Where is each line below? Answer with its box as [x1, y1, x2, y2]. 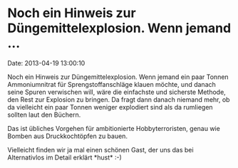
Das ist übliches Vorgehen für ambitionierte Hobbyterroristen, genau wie [7, 124, 221, 132]
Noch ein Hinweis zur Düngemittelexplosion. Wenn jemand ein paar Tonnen [7, 73, 229, 81]
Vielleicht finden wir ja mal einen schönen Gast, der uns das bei [7, 145, 194, 154]
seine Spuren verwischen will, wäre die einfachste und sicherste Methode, [7, 88, 226, 96]
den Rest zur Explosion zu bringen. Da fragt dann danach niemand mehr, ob [7, 95, 230, 104]
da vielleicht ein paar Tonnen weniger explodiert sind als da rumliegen [7, 103, 213, 111]
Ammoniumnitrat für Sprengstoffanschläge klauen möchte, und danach [7, 80, 216, 88]
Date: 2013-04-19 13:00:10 [7, 58, 86, 67]
